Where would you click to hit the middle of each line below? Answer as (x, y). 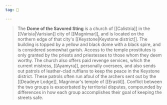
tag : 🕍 (12, 10)
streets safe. (30, 97)
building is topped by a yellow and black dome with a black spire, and (89, 44)
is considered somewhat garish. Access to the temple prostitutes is (86, 49)
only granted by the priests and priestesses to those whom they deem (89, 55)
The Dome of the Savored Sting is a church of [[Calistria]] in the (83, 28)
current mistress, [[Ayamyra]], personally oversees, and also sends (86, 65)
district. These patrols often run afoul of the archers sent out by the (87, 76)
